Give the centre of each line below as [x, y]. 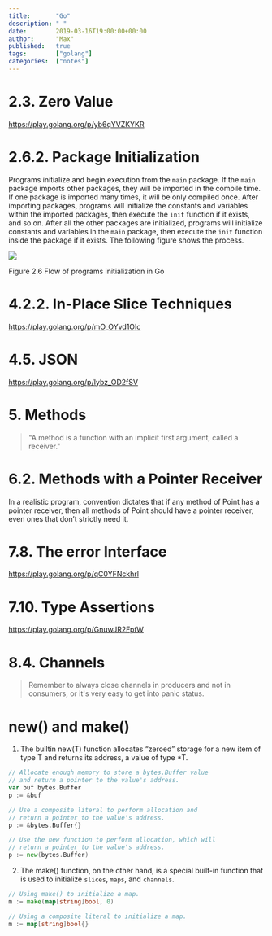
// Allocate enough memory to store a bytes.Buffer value [108, 773]
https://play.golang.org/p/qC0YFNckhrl [74, 574]
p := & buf [25, 795]
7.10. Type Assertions [82, 607]
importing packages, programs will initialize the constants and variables [128, 205]
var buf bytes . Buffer [45, 788]
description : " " [38, 24]
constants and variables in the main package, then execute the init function [136, 231]
